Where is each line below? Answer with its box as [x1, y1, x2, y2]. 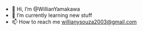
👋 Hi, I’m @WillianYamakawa [11, 6, 80, 12]
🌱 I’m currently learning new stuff [11, 12, 93, 19]
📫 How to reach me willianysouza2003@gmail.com [11, 18, 137, 25]
